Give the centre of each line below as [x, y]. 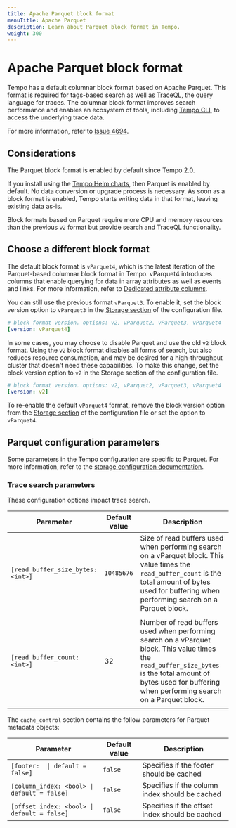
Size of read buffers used [182, 538]
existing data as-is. [35, 206]
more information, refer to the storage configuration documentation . [105, 467]
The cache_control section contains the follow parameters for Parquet [109, 720]
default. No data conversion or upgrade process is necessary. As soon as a [116, 191]
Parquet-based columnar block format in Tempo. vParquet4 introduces [110, 273]
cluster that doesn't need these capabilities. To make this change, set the [113, 365]
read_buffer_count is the [181, 574]
